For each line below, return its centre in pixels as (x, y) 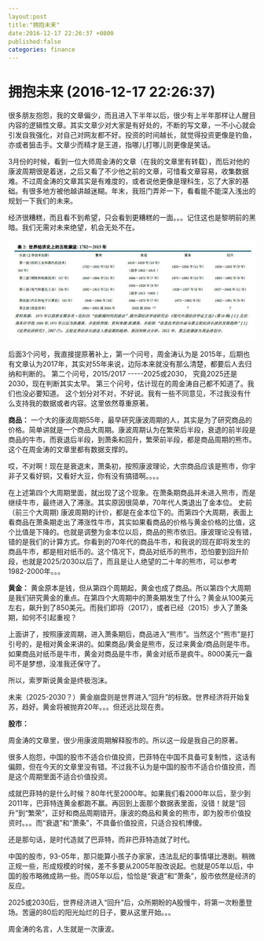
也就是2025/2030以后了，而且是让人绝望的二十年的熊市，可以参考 (130, 561)
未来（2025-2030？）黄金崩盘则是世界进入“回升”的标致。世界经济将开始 (126, 697)
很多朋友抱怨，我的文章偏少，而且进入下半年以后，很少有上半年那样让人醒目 (132, 116)
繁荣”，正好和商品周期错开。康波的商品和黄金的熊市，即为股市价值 (136, 813)
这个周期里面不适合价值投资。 (63, 777)
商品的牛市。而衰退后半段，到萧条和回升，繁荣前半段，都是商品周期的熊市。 (132, 439)
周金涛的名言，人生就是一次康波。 (63, 929)
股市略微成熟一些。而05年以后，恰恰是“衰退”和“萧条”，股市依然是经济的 (139, 876)
